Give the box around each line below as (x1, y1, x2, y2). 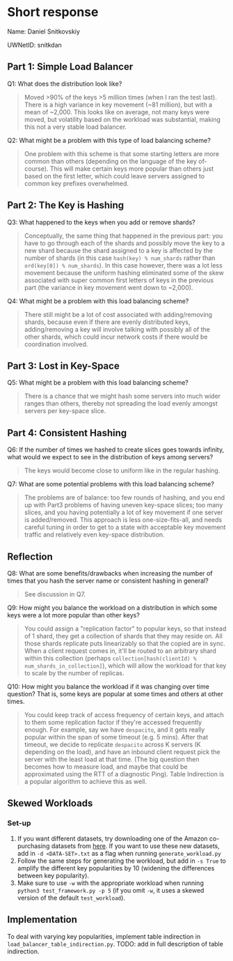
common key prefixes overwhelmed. (24, 179, 129, 187)
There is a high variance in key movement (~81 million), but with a (24, 100, 213, 109)
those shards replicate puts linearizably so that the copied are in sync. (24, 639, 226, 647)
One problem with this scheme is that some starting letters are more (24, 149, 220, 157)
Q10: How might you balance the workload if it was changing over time (7, 682, 210, 691)
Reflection (7, 551, 54, 562)
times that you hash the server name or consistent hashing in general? (7, 576, 209, 585)
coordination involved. (24, 339, 88, 348)
